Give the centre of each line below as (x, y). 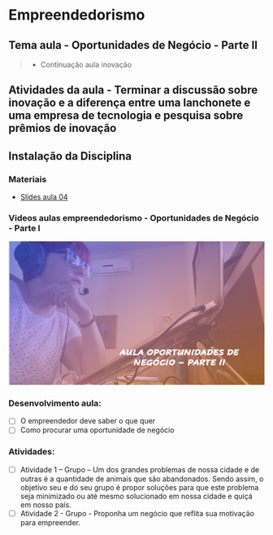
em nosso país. (45, 504)
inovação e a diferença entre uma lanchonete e (130, 103)
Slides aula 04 (44, 197)
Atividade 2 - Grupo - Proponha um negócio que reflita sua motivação (137, 513)
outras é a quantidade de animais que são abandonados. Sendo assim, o (142, 479)
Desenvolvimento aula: (55, 403)
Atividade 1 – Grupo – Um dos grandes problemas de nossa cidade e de (140, 469)
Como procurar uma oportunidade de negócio (97, 430)
